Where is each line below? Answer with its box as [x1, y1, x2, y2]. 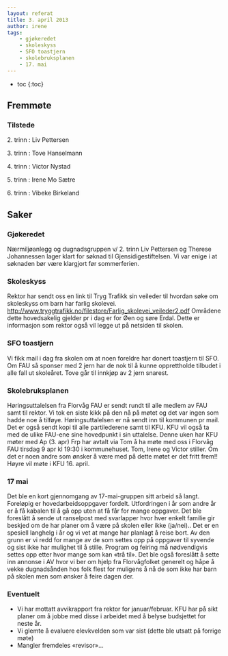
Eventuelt [7, 590, 40, 599]
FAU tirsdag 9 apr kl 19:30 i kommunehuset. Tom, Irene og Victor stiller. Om [7, 445, 218, 453]
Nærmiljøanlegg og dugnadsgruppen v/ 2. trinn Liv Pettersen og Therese [7, 245, 212, 253]
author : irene [7, 23, 48, 29]
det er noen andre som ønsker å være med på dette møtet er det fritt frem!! [7, 452, 218, 460]
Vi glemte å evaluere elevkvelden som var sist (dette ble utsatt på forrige [16, 627, 222, 635]
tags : [7, 29, 23, 36]
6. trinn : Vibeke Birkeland [7, 189, 80, 197]
